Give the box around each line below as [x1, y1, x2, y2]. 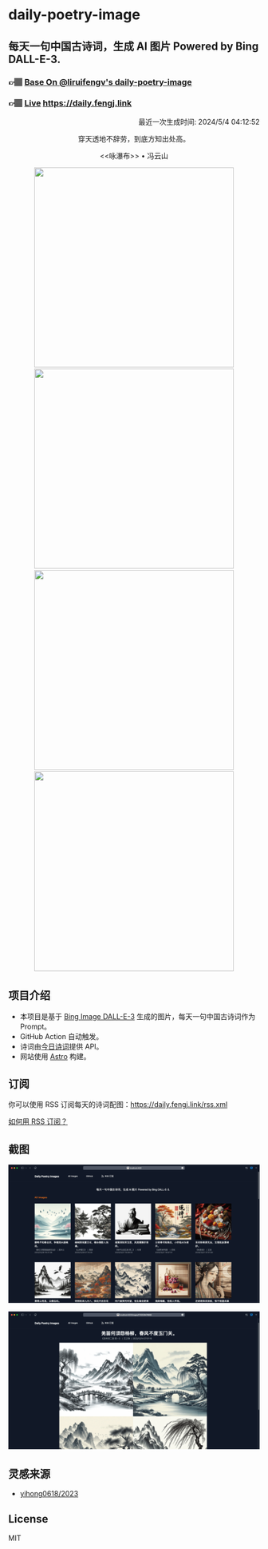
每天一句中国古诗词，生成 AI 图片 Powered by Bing [8, 39, 259, 53]
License [8, 1512, 49, 1526]
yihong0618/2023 [19, 1489, 79, 1499]
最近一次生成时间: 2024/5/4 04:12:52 [138, 117, 260, 126]
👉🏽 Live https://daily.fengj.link [8, 98, 132, 109]
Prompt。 [19, 1021, 52, 1031]
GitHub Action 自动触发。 [19, 1031, 104, 1041]
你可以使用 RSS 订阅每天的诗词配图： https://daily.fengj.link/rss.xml [8, 1100, 228, 1109]
